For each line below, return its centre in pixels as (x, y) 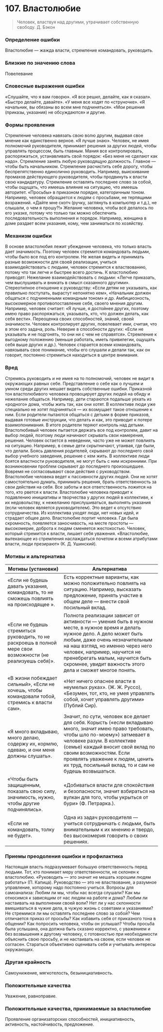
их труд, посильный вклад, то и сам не (109, 765)
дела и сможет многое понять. (100, 670)
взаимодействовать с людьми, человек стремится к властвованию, (76, 267)
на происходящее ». (31, 605)
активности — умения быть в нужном (108, 622)
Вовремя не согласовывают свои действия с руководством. (68, 471)
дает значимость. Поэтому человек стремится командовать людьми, (78, 252)
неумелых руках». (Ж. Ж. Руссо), (103, 688)
